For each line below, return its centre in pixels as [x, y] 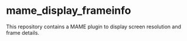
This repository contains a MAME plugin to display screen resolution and [94, 27]
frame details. [23, 32]
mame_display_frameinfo [69, 11]
